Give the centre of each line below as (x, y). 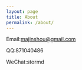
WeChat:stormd (25, 62)
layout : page (22, 11)
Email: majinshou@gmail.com (41, 39)
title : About (22, 17)
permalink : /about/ (30, 22)
